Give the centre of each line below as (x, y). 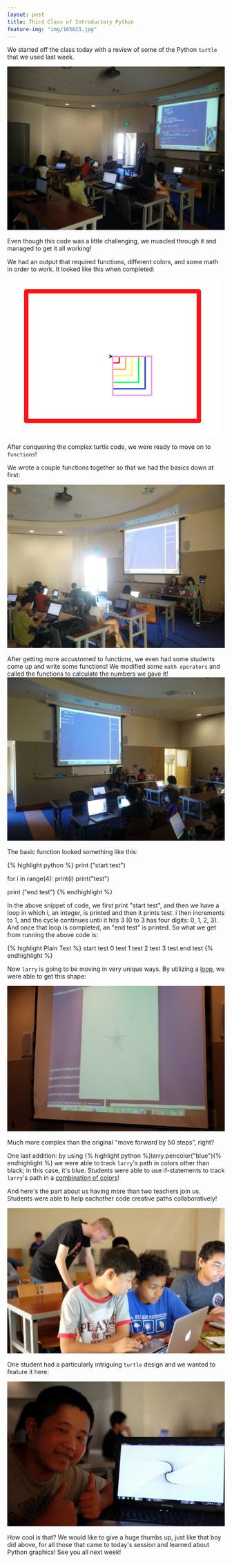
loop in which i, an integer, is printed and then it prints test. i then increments (116, 913)
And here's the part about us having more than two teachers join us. (104, 1191)
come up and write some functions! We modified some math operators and (114, 667)
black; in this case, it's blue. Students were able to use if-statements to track (116, 1171)
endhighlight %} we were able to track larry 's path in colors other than (108, 1163)
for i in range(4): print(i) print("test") (58, 879)
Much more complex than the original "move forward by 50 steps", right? (111, 1143)
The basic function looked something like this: (72, 852)
